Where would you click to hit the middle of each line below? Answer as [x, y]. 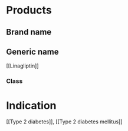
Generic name [32, 51]
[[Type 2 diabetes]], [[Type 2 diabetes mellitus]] [64, 122]
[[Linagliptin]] [23, 66]
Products [29, 10]
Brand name [29, 32]
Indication [31, 105]
